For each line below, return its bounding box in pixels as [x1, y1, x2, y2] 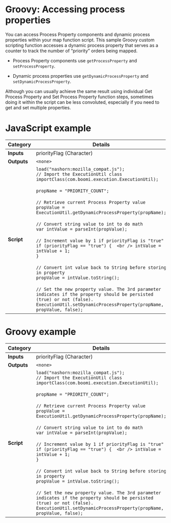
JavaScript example [5, 123, 92, 134]
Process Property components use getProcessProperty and [12, 57, 137, 63]
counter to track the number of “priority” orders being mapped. [5, 48, 138, 54]
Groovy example [5, 326, 76, 338]
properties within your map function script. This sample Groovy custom [5, 37, 155, 43]
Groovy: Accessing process [5, 4, 125, 15]
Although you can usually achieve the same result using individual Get [5, 88, 153, 94]
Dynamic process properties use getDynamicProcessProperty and [12, 73, 149, 79]
